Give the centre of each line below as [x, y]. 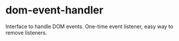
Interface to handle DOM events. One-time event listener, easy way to [89, 26]
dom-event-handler [54, 10]
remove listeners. [26, 32]
